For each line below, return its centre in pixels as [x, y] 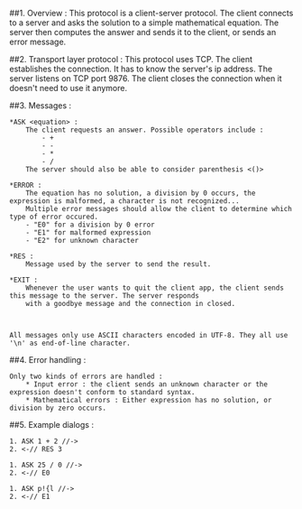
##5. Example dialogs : [52, 425]
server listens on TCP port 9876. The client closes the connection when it [146, 79]
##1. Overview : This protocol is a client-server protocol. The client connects [151, 13]
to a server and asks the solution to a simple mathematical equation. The [144, 23]
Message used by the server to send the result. [119, 264]
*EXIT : [24, 280]
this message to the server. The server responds [105, 296]
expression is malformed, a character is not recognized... [125, 201]
